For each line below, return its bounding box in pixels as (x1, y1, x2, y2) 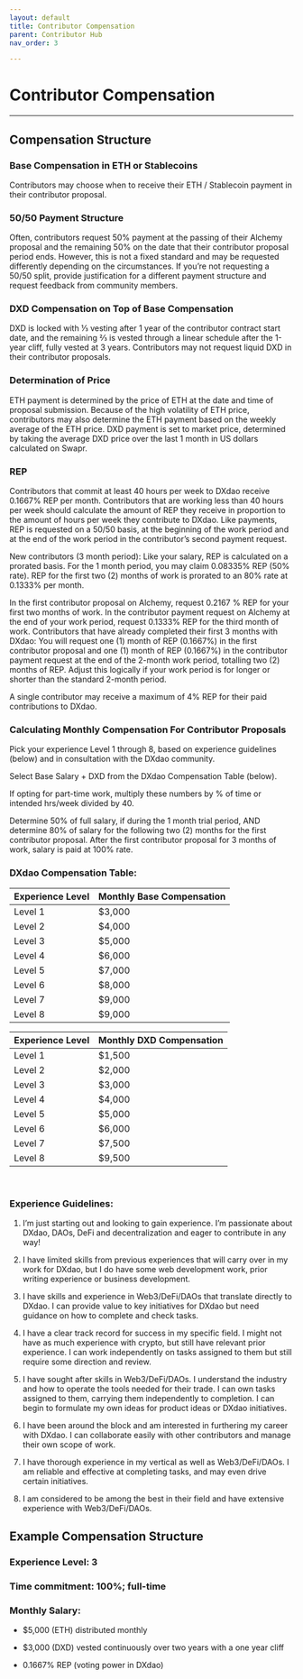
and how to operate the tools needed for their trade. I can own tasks (22, 1383, 276, 1394)
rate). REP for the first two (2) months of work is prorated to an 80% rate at (9, 570, 289, 582)
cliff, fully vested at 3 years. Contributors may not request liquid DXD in (27, 342, 292, 353)
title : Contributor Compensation (9, 22, 135, 31)
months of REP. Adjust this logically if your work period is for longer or (9, 665, 271, 675)
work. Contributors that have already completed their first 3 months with (9, 626, 278, 637)
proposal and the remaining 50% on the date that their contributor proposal (9, 242, 289, 252)
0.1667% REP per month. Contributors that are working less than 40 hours (9, 495, 284, 506)
